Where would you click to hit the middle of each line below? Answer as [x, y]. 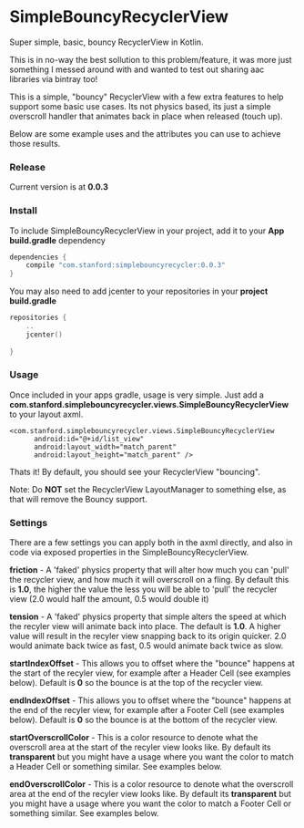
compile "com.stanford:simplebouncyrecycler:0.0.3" [126, 265]
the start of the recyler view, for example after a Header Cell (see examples [150, 673]
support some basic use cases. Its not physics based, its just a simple [140, 106]
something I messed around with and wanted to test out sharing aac [137, 69]
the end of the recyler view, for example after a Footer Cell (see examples [147, 710]
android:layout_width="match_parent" [105, 447]
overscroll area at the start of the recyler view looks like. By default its [140, 747]
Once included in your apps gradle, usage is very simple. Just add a [137, 395]
